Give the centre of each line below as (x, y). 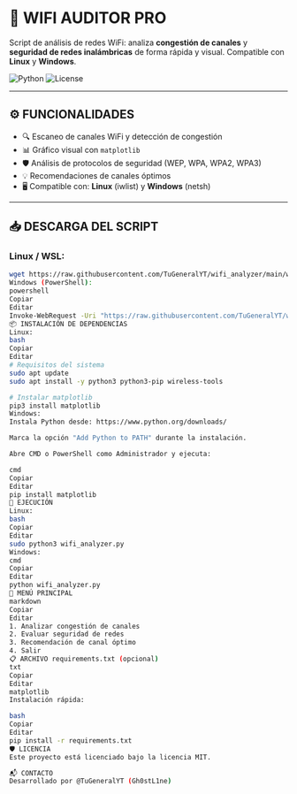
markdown (25, 601)
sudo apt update (39, 373)
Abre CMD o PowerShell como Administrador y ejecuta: (110, 454)
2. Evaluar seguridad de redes (67, 634)
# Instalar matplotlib (51, 397)
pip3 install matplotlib (55, 406)
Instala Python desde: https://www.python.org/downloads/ (118, 422)
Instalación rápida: (47, 700)
